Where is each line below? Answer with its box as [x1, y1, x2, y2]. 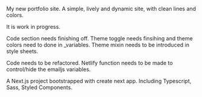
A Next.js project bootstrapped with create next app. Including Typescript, [6, 78, 192, 84]
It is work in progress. [6, 23, 61, 30]
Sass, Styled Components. [6, 84, 73, 91]
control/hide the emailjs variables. [6, 66, 91, 73]
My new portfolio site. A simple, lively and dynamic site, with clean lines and [6, 5, 196, 12]
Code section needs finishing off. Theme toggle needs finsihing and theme [6, 35, 193, 42]
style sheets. [6, 48, 38, 55]
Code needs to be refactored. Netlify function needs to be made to [6, 60, 173, 66]
